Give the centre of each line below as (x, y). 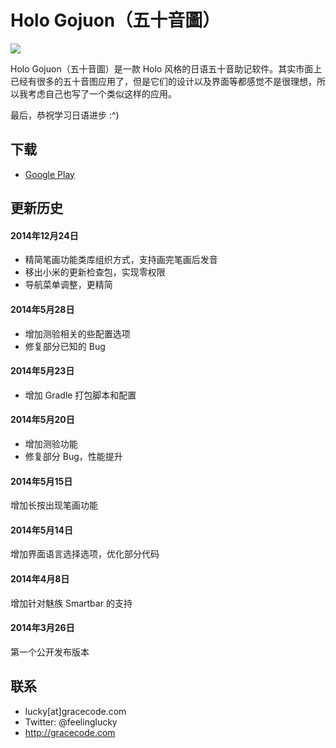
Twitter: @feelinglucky (71, 722)
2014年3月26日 (42, 628)
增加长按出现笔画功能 (54, 505)
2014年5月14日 (41, 530)
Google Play (49, 174)
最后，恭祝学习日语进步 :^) (65, 115)
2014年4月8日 (40, 578)
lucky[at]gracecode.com (75, 711)
